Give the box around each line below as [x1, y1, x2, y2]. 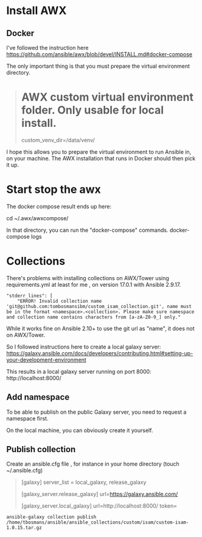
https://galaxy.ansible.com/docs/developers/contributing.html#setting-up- [6, 349, 193, 357]
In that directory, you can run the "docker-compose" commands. [6, 226, 169, 234]
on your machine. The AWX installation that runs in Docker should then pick [6, 154, 196, 162]
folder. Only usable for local [21, 103, 164, 117]
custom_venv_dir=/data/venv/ [21, 136, 96, 143]
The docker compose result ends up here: [6, 203, 112, 210]
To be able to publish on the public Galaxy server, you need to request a [6, 408, 187, 416]
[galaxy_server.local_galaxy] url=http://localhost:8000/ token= [21, 502, 178, 510]
